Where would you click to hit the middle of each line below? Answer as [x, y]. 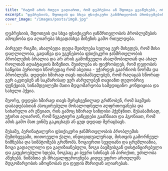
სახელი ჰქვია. [20, 91]
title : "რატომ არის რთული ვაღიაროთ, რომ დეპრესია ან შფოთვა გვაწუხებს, [81, 10]
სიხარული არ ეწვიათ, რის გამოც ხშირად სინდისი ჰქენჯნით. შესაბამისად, [83, 111]
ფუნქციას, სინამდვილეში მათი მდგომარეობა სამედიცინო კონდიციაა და [82, 85]
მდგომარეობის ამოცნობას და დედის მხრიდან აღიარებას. [67, 163]
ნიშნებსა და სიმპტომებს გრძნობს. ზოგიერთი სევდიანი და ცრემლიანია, [81, 142]
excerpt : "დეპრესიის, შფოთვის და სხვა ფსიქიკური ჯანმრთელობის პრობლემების [85, 14]
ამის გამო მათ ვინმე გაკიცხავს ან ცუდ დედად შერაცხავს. [65, 122]
